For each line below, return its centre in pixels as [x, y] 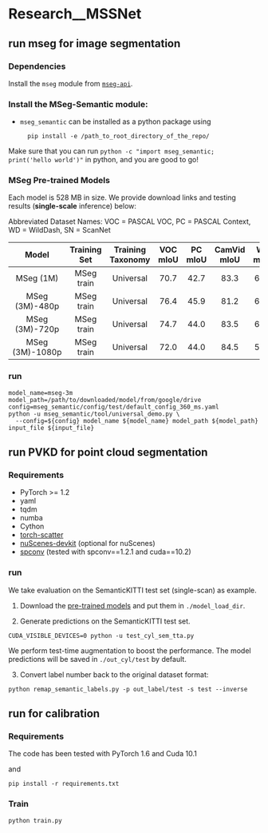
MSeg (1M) [37, 278]
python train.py [35, 820]
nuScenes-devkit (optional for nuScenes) [87, 544]
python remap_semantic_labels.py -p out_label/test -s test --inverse [128, 689]
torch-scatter [41, 535]
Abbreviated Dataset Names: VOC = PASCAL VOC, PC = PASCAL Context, [130, 221]
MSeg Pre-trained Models [59, 181]
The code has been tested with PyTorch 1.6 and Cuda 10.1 [102, 754]
